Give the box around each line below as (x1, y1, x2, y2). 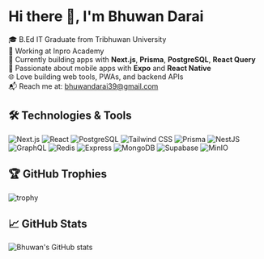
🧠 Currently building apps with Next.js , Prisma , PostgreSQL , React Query (8, 54, 257, 64)
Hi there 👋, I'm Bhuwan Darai (8, 7, 204, 26)
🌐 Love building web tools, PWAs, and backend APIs (8, 72, 184, 81)
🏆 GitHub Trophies (8, 167, 108, 181)
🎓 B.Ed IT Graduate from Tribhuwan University (8, 34, 167, 44)
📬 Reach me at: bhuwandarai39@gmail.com (8, 81, 159, 91)
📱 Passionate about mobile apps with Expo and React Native (8, 63, 212, 73)
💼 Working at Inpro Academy (8, 46, 104, 56)
